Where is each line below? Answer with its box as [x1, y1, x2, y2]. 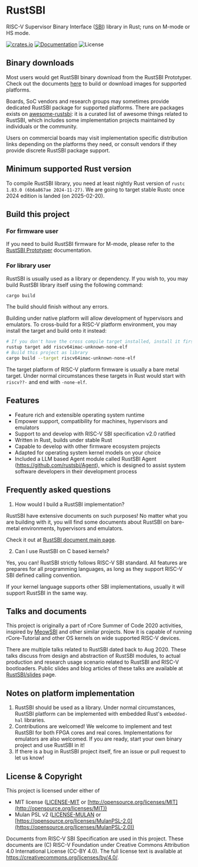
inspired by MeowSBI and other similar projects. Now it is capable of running [6, 628, 192, 635]
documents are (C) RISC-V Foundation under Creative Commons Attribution [6, 841, 190, 848]
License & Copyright [6, 771, 82, 781]
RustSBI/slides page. [6, 671, 57, 678]
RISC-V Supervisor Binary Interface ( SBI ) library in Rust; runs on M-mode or [6, 23, 190, 30]
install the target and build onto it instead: [6, 327, 107, 335]
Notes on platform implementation [6, 688, 135, 698]
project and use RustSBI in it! [14, 742, 85, 749]
